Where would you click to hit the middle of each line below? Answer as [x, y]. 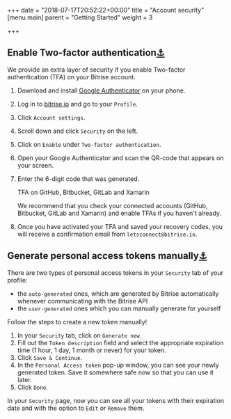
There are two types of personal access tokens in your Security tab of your [115, 272]
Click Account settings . [51, 117]
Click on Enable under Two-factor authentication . [89, 144]
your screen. [35, 165]
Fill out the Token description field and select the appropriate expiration [120, 342]
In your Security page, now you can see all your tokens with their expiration [116, 400]
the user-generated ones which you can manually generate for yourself [119, 308]
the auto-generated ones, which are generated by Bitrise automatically [118, 293]
